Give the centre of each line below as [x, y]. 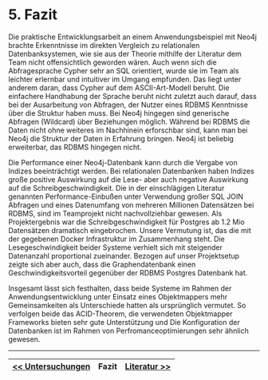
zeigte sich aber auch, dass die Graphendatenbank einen [102, 264]
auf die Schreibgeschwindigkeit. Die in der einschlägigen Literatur [116, 188]
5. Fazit [33, 15]
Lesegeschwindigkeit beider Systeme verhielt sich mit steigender [116, 247]
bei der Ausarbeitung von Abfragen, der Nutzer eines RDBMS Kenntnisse [128, 105]
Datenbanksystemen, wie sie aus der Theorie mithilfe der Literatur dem [125, 53]
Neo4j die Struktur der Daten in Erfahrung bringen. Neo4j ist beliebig [121, 138]
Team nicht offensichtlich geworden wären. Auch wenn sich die [112, 62]
